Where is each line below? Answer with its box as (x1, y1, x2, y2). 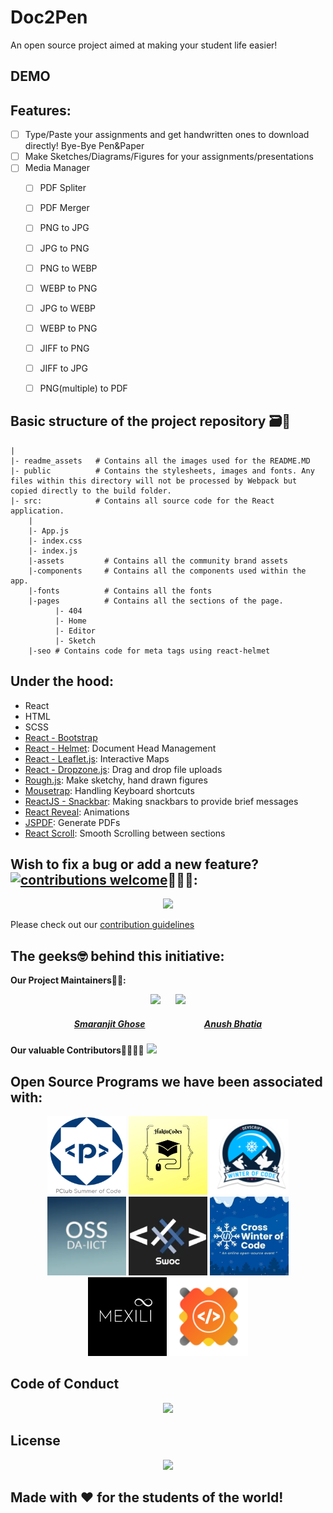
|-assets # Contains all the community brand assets (28, 556, 288, 566)
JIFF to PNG (39, 342, 90, 354)
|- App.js (28, 526, 70, 536)
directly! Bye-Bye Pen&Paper (24, 140, 145, 152)
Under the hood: (10, 673, 115, 690)
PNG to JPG (39, 222, 90, 234)
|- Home (54, 616, 87, 626)
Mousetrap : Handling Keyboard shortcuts (24, 784, 195, 796)
